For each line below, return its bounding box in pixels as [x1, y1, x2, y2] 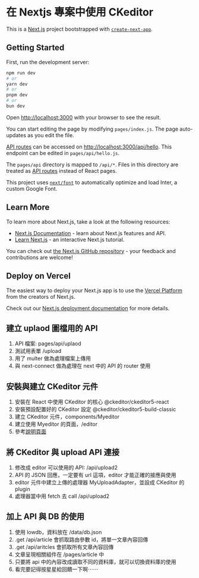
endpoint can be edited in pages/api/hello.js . [6, 149, 120, 156]
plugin [14, 485, 31, 492]
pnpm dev [6, 92, 28, 98]
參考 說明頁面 [14, 428, 46, 435]
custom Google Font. [6, 185, 58, 192]
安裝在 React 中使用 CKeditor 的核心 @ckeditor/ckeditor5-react [14, 399, 169, 406]
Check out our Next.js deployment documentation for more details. [6, 304, 170, 312]
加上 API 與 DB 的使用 [6, 511, 85, 522]
